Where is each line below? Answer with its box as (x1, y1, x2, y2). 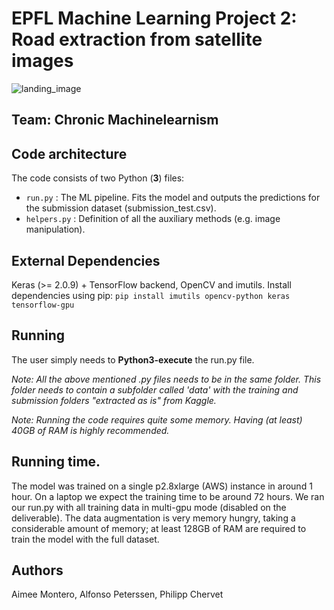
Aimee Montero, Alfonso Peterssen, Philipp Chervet (11, 588, 224, 601)
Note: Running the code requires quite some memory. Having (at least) (11, 413, 303, 426)
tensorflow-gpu (11, 300, 75, 310)
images (11, 50, 74, 72)
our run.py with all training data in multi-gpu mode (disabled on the (11, 501, 287, 513)
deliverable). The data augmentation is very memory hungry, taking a (11, 512, 296, 524)
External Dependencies (11, 252, 161, 269)
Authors (11, 562, 64, 579)
